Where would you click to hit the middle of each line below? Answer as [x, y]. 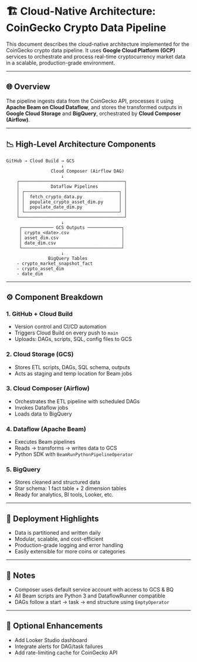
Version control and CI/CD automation [60, 327]
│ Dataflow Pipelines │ [72, 186]
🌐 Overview [28, 87]
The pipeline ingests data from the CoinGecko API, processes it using [90, 101]
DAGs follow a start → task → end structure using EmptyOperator [92, 602]
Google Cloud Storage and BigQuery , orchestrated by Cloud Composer [94, 113]
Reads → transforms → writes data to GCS [66, 448]
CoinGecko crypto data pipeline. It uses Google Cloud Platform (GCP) [91, 50]
